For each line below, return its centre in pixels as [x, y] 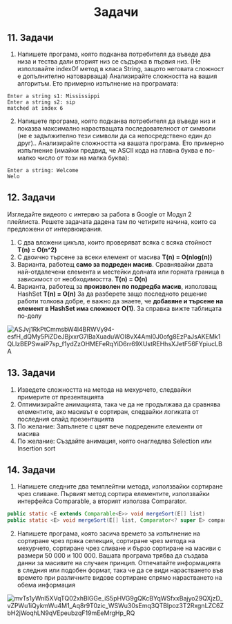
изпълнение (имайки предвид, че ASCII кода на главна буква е [110, 150]
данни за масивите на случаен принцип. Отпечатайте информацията [119, 563]
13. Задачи [31, 373]
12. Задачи [31, 198]
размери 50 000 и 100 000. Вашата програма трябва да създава [113, 556]
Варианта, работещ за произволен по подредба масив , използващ [117, 286]
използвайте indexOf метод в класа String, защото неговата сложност [120, 69]
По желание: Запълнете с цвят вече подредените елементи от [110, 426]
